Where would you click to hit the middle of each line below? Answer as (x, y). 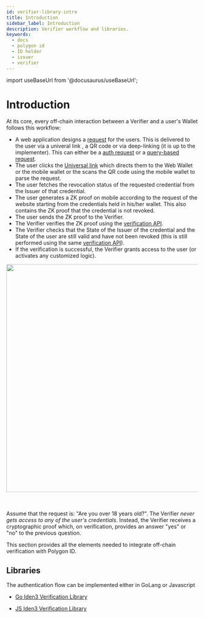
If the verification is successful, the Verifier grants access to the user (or (106, 249)
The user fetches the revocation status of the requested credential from (105, 185)
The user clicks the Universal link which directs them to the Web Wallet (104, 165)
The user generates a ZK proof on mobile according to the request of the (106, 197)
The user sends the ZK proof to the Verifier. (70, 217)
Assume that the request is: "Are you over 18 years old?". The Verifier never (100, 513)
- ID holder (27, 52)
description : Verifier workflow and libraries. (68, 29)
